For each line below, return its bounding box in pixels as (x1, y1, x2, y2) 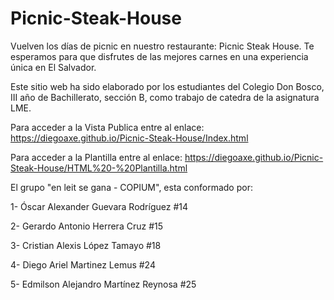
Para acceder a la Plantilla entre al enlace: (10, 151, 183, 163)
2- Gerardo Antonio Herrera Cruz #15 (10, 220, 163, 232)
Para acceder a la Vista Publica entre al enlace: (10, 121, 205, 133)
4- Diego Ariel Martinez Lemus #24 (10, 258, 156, 271)
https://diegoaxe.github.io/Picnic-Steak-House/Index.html (10, 132, 249, 144)
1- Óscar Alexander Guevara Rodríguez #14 (10, 200, 188, 212)
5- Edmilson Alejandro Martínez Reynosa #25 (10, 278, 197, 290)
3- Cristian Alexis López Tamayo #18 (10, 239, 162, 251)
